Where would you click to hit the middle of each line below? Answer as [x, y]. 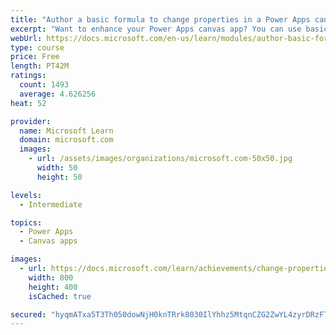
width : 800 [51, 277]
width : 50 [57, 168]
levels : [26, 195]
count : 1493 [44, 85]
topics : [26, 222]
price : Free [35, 57]
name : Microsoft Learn [66, 131]
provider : [31, 121]
